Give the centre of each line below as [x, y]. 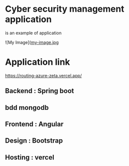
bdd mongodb [27, 108]
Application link [38, 62]
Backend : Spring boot [40, 91]
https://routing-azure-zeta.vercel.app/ [43, 75]
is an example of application [33, 33]
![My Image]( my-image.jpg [32, 42]
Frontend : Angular [34, 124]
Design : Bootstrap [34, 141]
